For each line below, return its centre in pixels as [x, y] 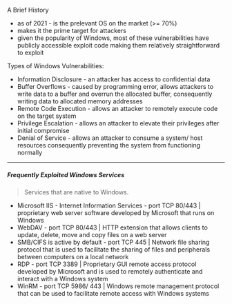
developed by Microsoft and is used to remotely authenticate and [110, 271]
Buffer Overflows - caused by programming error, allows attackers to [115, 87]
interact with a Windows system [62, 278]
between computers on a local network [73, 256]
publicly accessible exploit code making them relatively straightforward [118, 45]
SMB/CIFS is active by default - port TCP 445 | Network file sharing [113, 242]
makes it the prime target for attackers [71, 31]
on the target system [47, 116]
